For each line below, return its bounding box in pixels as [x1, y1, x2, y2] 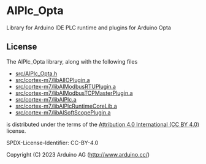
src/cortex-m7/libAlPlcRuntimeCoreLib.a [15, 102, 118, 110]
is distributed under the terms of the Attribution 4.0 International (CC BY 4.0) [6, 121, 200, 128]
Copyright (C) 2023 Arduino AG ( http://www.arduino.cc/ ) [6, 151, 150, 158]
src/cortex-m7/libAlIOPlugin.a [15, 76, 90, 83]
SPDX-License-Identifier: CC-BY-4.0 [6, 139, 99, 146]
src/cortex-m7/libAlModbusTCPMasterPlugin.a [15, 89, 133, 97]
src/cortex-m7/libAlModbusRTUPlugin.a [15, 83, 116, 90]
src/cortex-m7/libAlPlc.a [15, 95, 77, 103]
